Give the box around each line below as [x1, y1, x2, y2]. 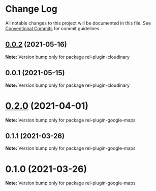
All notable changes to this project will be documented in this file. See [5, 20, 151, 26]
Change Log [5, 3, 57, 15]
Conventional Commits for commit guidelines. [5, 25, 101, 31]
